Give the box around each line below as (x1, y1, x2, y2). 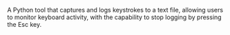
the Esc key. (7, 21, 42, 28)
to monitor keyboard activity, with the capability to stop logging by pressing (7, 13, 222, 21)
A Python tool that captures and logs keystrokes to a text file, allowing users (7, 6, 223, 14)
